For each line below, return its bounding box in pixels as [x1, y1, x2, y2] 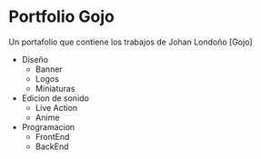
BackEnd [35, 141, 69, 152]
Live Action [35, 102, 78, 113]
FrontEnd [35, 131, 70, 142]
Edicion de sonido [21, 93, 90, 104]
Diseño [21, 54, 49, 65]
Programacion [21, 121, 75, 133]
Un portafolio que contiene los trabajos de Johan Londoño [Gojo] [8, 36, 253, 47]
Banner [35, 64, 63, 75]
